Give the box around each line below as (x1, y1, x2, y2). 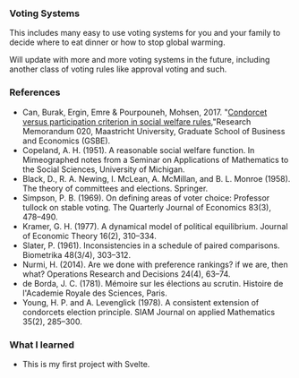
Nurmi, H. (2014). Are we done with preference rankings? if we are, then (21, 259, 288, 270)
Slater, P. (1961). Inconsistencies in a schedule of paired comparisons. (21, 240, 280, 251)
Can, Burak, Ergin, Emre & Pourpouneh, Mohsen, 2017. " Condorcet (21, 107, 268, 117)
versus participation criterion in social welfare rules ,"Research (21, 116, 252, 127)
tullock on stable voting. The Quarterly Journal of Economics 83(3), (21, 202, 271, 212)
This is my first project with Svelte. (21, 358, 150, 369)
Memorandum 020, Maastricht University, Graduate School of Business (21, 125, 286, 136)
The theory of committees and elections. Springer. (21, 183, 209, 193)
